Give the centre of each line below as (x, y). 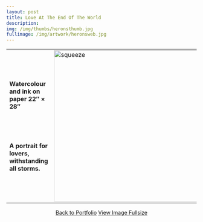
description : (23, 23)
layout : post (23, 12)
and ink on (25, 91)
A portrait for (29, 146)
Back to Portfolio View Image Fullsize (101, 213)
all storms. (25, 168)
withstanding (29, 161)
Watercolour (28, 83)
